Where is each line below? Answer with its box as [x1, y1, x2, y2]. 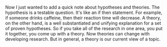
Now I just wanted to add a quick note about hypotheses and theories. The [5, 4, 160, 10]
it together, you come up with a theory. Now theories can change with [5, 31, 150, 36]
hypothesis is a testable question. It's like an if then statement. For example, [5, 9, 162, 15]
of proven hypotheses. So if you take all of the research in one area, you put [5, 25, 163, 31]
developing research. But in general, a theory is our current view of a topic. [5, 36, 161, 42]
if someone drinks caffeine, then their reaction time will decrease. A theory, [5, 15, 161, 20]
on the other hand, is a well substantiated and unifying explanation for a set [5, 20, 161, 26]
